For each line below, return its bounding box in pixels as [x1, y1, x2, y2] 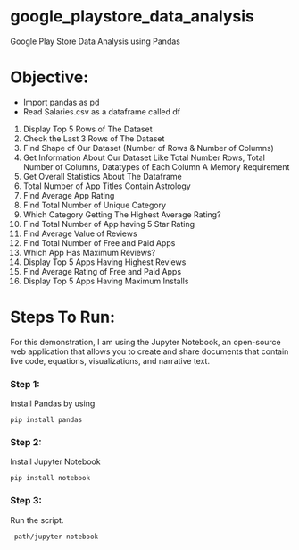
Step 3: [10, 495, 43, 507]
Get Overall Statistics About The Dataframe [22, 171, 182, 182]
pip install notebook [10, 474, 91, 483]
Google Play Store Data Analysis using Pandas [10, 36, 181, 47]
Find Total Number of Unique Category [22, 199, 167, 210]
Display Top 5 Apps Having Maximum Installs [22, 275, 189, 286]
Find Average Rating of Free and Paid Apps [22, 266, 182, 276]
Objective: [10, 67, 89, 88]
